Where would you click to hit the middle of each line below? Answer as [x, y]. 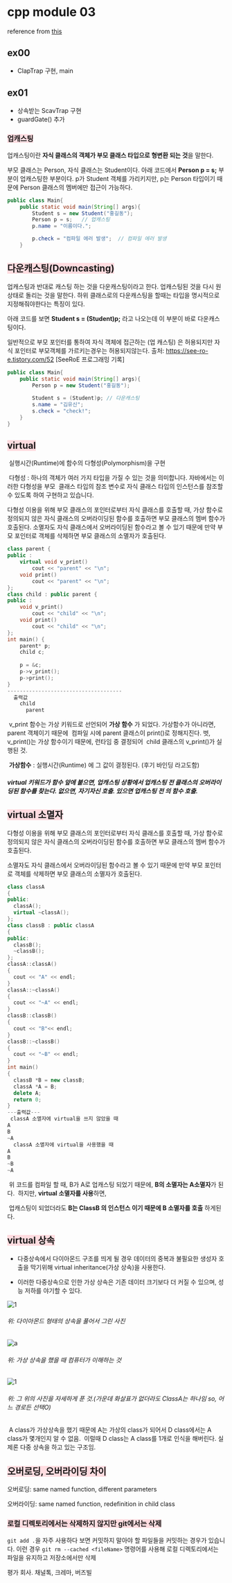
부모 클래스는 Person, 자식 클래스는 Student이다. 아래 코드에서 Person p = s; [112, 170]
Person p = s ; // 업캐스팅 [71, 220]
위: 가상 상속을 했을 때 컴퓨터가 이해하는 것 [64, 1360]
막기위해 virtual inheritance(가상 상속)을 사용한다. [98, 1267]
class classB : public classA [51, 925]
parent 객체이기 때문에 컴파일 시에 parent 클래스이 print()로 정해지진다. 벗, [109, 733]
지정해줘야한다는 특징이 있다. [46, 304]
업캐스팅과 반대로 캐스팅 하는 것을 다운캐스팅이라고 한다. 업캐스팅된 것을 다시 [111, 286]
